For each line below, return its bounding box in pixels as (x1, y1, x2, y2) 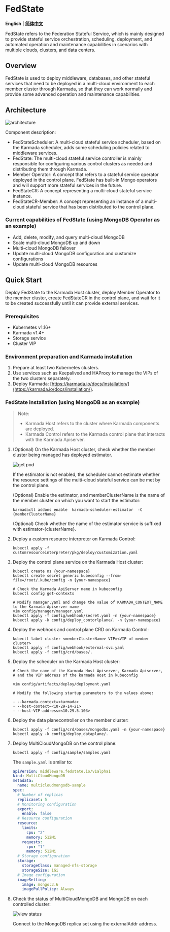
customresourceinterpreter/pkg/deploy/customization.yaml (12, 550, 138, 555)
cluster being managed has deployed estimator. (12, 452, 113, 458)
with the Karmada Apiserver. (25, 436, 85, 442)
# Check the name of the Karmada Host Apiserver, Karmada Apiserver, (12, 668, 163, 673)
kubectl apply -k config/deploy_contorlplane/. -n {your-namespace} (12, 617, 161, 623)
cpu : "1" (26, 844, 45, 849)
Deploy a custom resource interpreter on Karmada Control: (12, 536, 136, 542)
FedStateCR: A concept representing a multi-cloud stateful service (12, 187, 152, 193)
